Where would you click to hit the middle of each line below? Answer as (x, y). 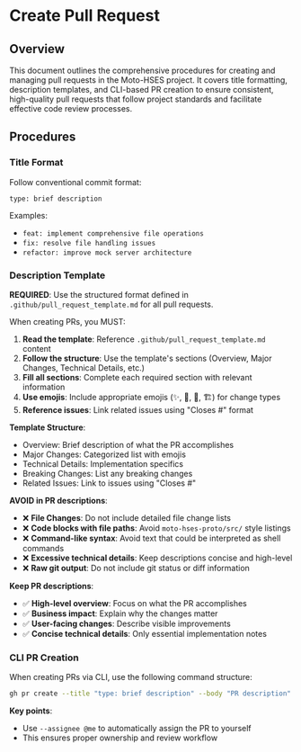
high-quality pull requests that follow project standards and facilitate (136, 99)
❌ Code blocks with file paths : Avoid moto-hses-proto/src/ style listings (156, 528)
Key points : (31, 711)
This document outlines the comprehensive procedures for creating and (142, 70)
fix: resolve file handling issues (89, 243)
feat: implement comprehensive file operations (113, 233)
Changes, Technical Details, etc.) (84, 367)
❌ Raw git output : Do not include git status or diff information (136, 568)
